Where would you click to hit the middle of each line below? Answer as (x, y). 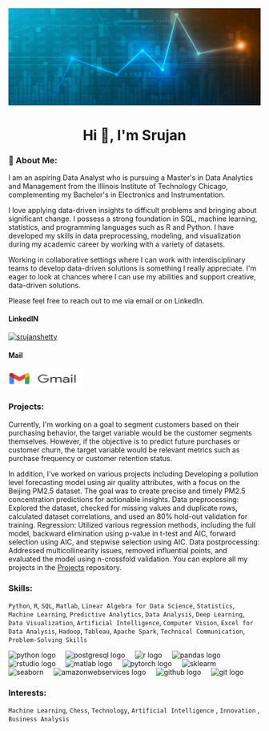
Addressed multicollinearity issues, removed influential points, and (118, 550)
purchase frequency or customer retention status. (90, 458)
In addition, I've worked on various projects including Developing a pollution (133, 474)
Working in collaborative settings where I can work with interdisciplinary (127, 259)
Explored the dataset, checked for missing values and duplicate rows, (123, 508)
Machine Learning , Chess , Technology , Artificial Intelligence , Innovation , (134, 710)
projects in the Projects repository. (65, 567)
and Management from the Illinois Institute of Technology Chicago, (118, 186)
